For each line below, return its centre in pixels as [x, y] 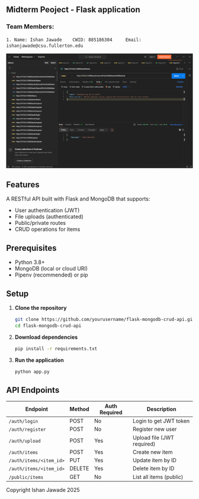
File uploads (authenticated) [49, 217]
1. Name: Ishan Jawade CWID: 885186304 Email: [74, 40]
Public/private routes [40, 223]
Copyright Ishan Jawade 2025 [43, 490]
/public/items [26, 477]
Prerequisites [31, 248]
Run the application [39, 360]
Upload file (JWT [154, 437]
